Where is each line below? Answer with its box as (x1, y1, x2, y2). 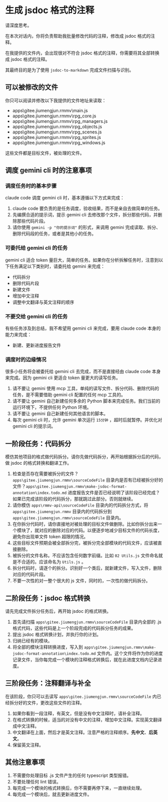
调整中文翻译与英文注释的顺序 (12, 299, 74, 305)
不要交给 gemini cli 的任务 (5, 313, 68, 320)
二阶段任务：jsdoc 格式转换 (5, 594, 90, 602)
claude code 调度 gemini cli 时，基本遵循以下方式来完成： (5, 195, 124, 201)
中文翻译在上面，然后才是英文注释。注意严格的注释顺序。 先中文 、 (12, 729, 149, 735)
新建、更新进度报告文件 (12, 342, 61, 348)
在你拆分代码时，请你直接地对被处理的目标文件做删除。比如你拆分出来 (12, 521, 158, 527)
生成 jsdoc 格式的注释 (5, 5, 94, 16)
